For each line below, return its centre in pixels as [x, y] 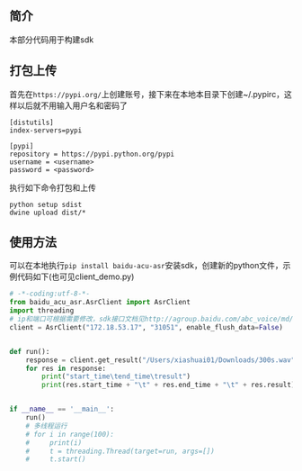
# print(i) [54, 443]
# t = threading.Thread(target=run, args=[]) [120, 451]
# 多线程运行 [46, 426]
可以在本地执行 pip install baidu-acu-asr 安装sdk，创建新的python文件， [146, 266]
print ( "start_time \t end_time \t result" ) [116, 376]
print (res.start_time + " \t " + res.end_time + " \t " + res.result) [169, 385]
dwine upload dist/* [48, 213]
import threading [42, 311]
